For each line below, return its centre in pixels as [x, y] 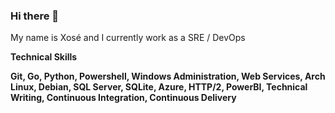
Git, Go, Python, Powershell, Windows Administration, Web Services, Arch [168, 76]
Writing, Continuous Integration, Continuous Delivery [123, 98]
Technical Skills [44, 57]
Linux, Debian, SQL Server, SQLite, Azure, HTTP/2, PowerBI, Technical [159, 87]
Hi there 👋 [35, 16]
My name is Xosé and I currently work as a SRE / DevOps [128, 38]
